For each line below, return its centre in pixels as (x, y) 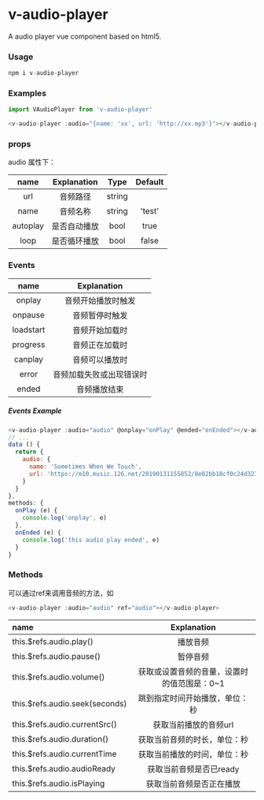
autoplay (28, 226)
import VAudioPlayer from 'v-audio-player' (81, 110)
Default (150, 182)
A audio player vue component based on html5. (85, 36)
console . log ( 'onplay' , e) (65, 518)
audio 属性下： (32, 162)
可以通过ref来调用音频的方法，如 (61, 593)
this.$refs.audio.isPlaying (59, 783)
